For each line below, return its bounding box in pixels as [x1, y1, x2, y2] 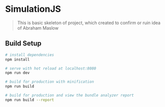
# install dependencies [5, 52, 55, 57]
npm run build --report [5, 97, 55, 102]
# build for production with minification [5, 79, 94, 84]
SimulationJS [5, 3, 61, 15]
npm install [5, 57, 30, 62]
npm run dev [5, 71, 30, 75]
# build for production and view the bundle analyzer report [5, 93, 134, 98]
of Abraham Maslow [17, 25, 58, 31]
